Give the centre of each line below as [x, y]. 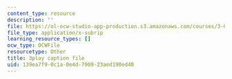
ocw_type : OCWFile [33, 45]
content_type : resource [41, 13]
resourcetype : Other [37, 52]
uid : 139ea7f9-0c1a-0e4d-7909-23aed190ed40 [71, 65]
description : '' [30, 20]
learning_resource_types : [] [49, 39]
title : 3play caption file [46, 58]
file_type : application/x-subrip [55, 33]
